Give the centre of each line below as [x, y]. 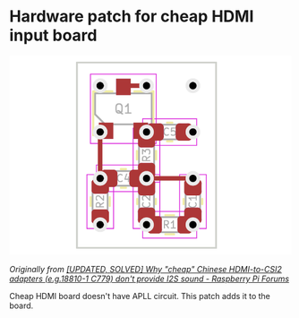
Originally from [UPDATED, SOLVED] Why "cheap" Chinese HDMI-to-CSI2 [145, 270]
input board [53, 35]
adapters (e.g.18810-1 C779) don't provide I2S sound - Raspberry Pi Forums [149, 279]
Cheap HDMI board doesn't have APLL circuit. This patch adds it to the [140, 297]
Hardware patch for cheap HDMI [132, 17]
